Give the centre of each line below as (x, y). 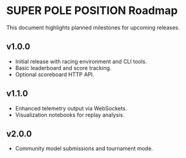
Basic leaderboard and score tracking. (63, 68)
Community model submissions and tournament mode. (84, 149)
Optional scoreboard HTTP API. (55, 74)
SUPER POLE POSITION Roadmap (92, 11)
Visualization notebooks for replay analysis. (70, 115)
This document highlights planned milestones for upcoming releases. (93, 27)
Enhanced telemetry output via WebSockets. (71, 108)
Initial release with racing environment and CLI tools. (81, 61)
